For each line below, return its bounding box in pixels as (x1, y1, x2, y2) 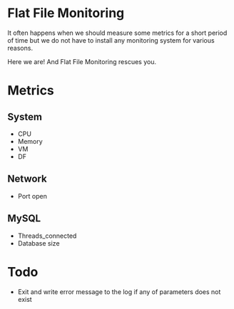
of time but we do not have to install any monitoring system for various (7, 36, 215, 44)
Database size (17, 239, 60, 247)
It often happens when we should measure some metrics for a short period (7, 28, 228, 37)
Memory (17, 137, 43, 145)
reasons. (7, 43, 34, 52)
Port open (17, 192, 48, 200)
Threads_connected (17, 231, 77, 240)
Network (7, 173, 48, 185)
